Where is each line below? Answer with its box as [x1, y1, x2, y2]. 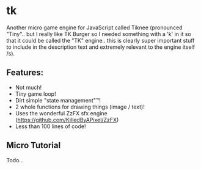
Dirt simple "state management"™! [15, 96, 101, 104]
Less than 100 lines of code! [15, 123, 87, 130]
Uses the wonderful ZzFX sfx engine [15, 109, 108, 117]
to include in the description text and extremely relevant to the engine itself [6, 43, 196, 51]
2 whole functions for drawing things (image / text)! [15, 103, 145, 110]
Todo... [6, 156, 24, 164]
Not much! [15, 84, 42, 91]
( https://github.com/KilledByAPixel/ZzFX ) [15, 116, 119, 123]
